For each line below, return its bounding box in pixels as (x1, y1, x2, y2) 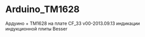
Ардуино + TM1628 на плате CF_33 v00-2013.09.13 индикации (5, 20, 140, 26)
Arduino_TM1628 (5, 4, 80, 15)
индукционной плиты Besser (5, 25, 68, 31)
